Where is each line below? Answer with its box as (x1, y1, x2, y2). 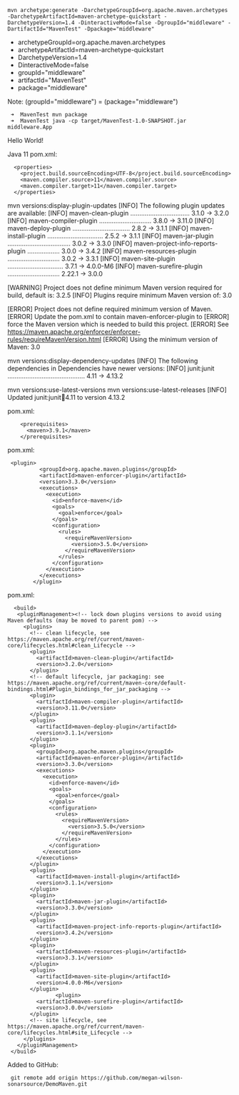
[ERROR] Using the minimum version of (103, 335, 218, 343)
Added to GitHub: (7, 1061, 59, 1069)
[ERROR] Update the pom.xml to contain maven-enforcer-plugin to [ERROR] (7, 313, 230, 321)
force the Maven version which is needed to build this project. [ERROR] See (7, 320, 230, 328)
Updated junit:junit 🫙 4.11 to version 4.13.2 (7, 393, 126, 401)
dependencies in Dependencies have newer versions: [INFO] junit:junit (7, 364, 215, 373)
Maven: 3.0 (7, 343, 41, 351)
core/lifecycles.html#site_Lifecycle (7, 1029, 120, 1036)
